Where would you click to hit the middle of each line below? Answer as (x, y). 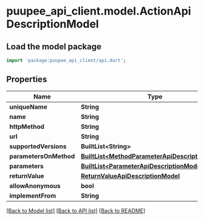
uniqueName (28, 106)
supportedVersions (38, 146)
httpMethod (27, 126)
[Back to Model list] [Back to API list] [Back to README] (76, 210)
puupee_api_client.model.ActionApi (99, 11)
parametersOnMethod (42, 156)
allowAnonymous (35, 185)
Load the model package (54, 46)
